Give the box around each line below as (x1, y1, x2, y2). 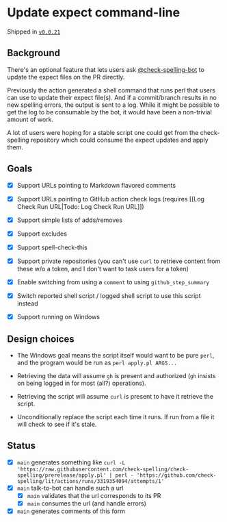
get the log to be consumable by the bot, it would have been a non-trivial (7, 108, 212, 116)
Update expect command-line (7, 5, 180, 21)
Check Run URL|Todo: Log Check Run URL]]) (16, 202, 145, 210)
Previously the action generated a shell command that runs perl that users (7, 86, 215, 94)
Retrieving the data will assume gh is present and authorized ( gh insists (16, 371, 216, 380)
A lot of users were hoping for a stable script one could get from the (7, 128, 199, 136)
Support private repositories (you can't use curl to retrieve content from (16, 257, 221, 265)
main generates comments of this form (16, 507, 125, 515)
